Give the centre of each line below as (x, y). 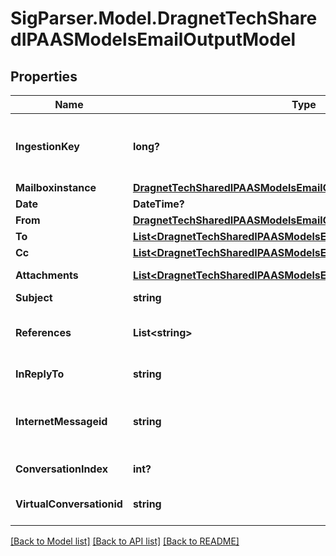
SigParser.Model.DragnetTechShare (164, 18)
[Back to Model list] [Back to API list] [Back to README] (125, 541)
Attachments (47, 275)
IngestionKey (47, 146)
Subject (34, 297)
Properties (44, 76)
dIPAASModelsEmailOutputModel (153, 39)
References (43, 332)
